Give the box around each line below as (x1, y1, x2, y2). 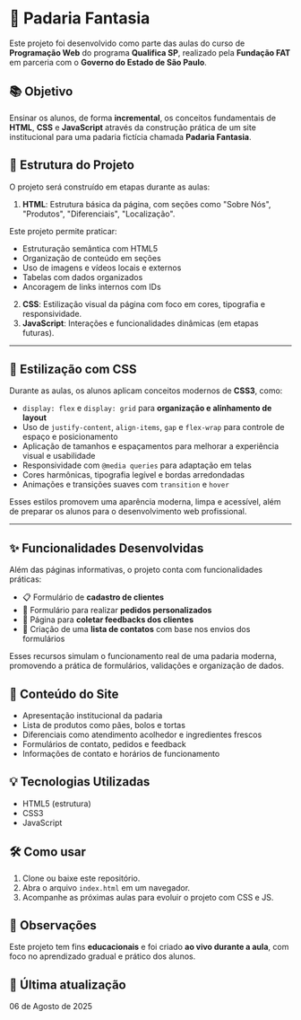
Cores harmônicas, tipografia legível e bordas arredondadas (21, 470, 245, 480)
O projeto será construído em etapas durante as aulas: (9, 181, 211, 192)
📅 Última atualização (9, 977, 127, 992)
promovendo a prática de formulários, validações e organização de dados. (9, 660, 285, 672)
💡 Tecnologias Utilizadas (9, 774, 150, 789)
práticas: (9, 574, 42, 585)
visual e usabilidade (21, 451, 96, 462)
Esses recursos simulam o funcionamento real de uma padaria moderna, (9, 651, 277, 662)
